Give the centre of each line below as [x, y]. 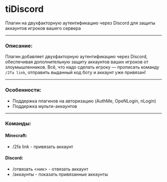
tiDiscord [24, 9]
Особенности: [23, 90]
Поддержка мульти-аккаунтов [44, 106]
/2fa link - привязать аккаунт [43, 146]
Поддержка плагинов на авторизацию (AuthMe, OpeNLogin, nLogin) [84, 101]
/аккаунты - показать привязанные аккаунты [60, 174]
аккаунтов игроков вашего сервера [43, 28]
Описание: [19, 46]
